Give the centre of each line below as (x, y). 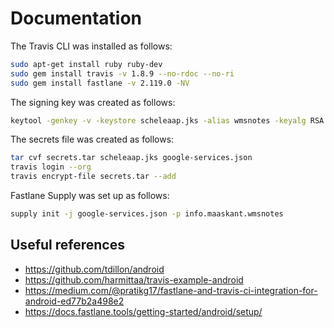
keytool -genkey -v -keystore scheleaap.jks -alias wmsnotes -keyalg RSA (167, 120)
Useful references (67, 245)
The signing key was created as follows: (93, 102)
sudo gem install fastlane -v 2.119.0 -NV (100, 83)
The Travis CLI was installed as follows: (91, 46)
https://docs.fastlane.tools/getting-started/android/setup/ (143, 311)
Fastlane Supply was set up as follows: (90, 196)
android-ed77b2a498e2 (74, 301)
